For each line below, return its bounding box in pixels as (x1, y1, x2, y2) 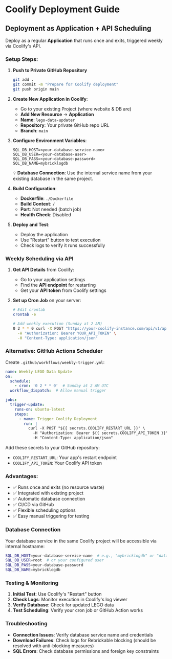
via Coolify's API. (5, 43, 41, 49)
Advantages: (5, 472, 38, 480)
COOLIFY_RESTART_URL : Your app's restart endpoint (12, 455, 117, 461)
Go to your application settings (20, 277, 85, 283)
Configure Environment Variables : (12, 137, 87, 144)
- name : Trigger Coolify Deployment (18, 416, 97, 421)
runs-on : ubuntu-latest (14, 406, 66, 412)
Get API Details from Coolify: (12, 267, 74, 273)
